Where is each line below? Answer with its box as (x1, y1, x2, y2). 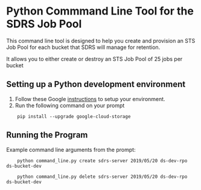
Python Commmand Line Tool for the (6, 4, 194, 18)
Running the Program (6, 130, 88, 140)
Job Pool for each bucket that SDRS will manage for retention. (6, 44, 161, 51)
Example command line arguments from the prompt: (6, 146, 136, 153)
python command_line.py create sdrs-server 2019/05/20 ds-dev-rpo (17, 157, 188, 164)
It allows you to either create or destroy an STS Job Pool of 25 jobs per (6, 55, 183, 62)
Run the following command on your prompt (14, 102, 125, 109)
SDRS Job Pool (6, 17, 82, 31)
